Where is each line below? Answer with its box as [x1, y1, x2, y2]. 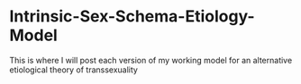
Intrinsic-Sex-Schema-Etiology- [9, 6, 255, 27]
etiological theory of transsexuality [9, 64, 138, 75]
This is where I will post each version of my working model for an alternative [9, 55, 293, 65]
